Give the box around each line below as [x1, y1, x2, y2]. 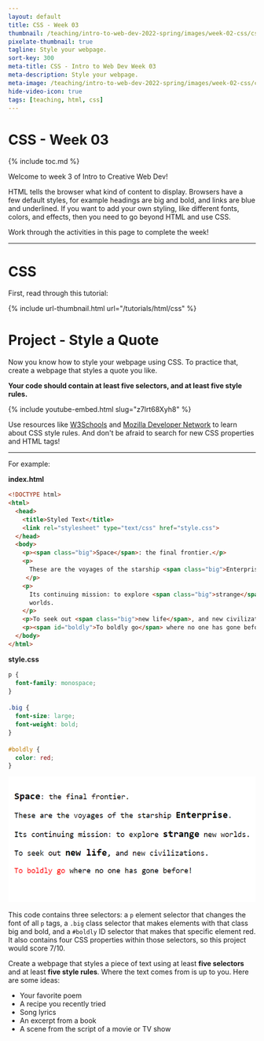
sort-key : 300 [8, 54, 55, 62]
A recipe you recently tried [19, 999, 106, 1009]
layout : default [8, 13, 61, 20]
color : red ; [15, 754, 55, 761]
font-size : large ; [15, 713, 76, 721]
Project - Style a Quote [8, 332, 159, 350]
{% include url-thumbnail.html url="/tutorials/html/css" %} [8, 304, 197, 313]
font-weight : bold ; [15, 721, 79, 728]
